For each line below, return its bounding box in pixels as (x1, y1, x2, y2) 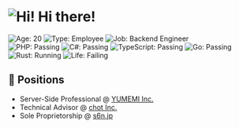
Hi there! (38, 8, 96, 26)
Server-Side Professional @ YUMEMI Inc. (19, 94, 154, 104)
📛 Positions (8, 73, 65, 86)
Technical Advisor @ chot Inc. (19, 102, 118, 112)
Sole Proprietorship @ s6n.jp (19, 111, 114, 120)
